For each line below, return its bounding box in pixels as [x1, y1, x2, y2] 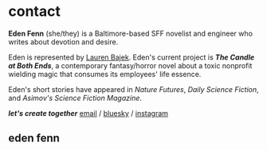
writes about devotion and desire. [8, 37, 119, 46]
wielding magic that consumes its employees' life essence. [8, 69, 202, 79]
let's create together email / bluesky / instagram [8, 108, 169, 117]
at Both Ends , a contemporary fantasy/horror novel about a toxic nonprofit [8, 60, 253, 70]
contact [8, 2, 61, 21]
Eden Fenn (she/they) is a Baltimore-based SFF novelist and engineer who [8, 29, 253, 38]
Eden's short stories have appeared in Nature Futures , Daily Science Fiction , [8, 84, 259, 94]
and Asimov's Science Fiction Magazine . [8, 93, 142, 102]
